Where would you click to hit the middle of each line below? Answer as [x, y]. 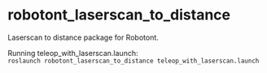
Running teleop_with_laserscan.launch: [73, 53]
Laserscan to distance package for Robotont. [83, 37]
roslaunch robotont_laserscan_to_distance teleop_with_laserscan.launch [133, 61]
